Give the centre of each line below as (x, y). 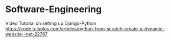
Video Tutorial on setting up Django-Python (51, 23)
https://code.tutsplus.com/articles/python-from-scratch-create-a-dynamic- (85, 28)
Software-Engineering (54, 9)
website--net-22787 (27, 34)
